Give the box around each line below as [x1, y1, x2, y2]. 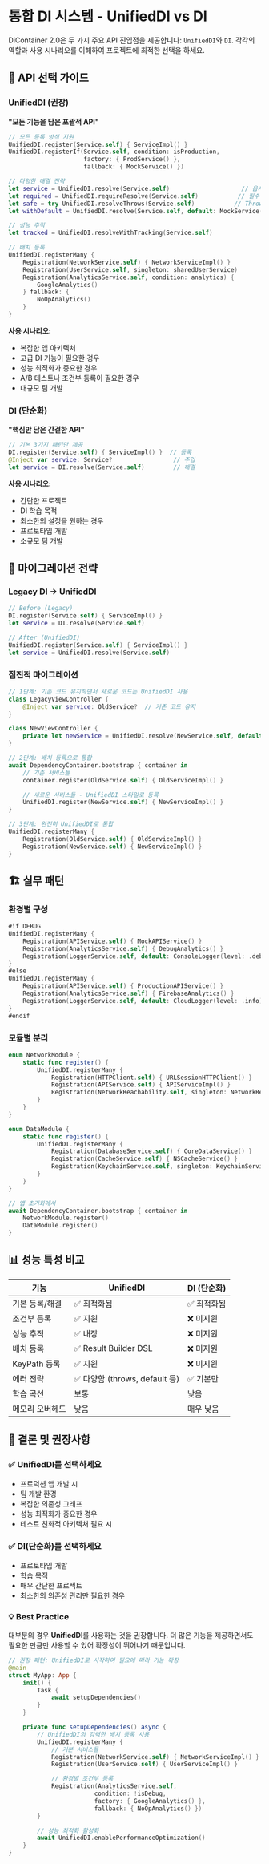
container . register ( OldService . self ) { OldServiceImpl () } [22, 776, 224, 784]
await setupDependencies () [50, 1693, 142, 1702]
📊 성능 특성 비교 [8, 1253, 85, 1267]
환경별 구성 [8, 904, 49, 915]
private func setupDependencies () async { [22, 1723, 167, 1732]
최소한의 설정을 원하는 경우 [19, 516, 104, 525]
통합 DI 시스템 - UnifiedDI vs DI [8, 7, 208, 26]
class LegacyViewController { [8, 695, 110, 703]
